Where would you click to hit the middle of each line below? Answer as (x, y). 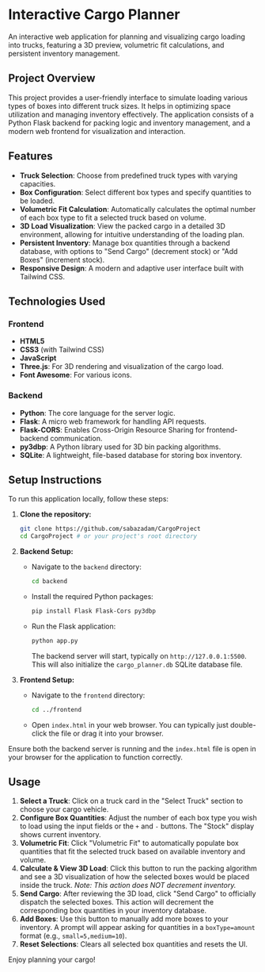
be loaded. (37, 201)
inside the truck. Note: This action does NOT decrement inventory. (128, 886)
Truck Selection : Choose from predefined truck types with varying (129, 175)
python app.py (55, 640)
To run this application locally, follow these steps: (88, 499)
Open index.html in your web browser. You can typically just (130, 724)
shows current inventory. (60, 835)
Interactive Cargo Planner (94, 15)
